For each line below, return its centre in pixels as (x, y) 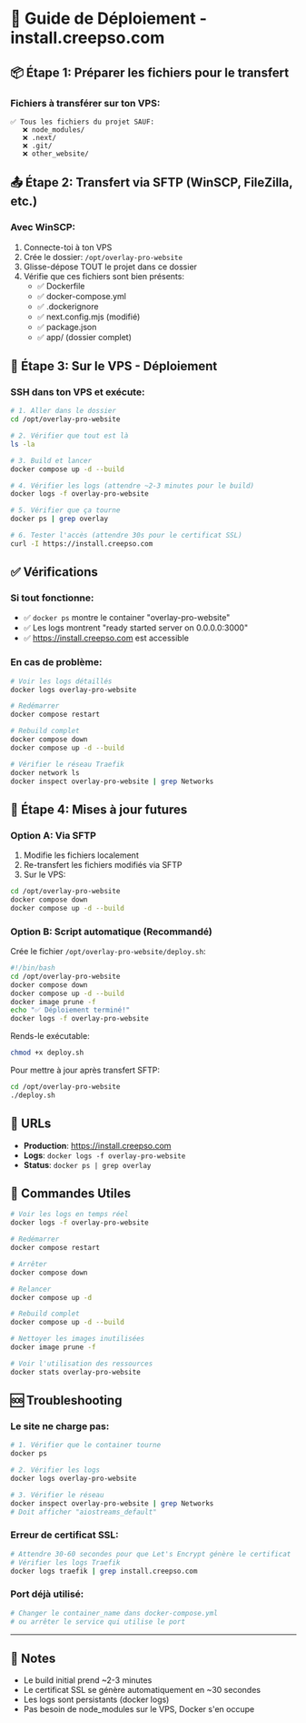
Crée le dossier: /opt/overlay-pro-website (103, 257)
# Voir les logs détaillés (61, 681)
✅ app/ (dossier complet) (84, 337)
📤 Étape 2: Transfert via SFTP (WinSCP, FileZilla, (152, 182)
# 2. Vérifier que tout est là (69, 436)
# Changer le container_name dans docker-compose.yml (114, 1613)
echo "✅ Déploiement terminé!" (70, 1010)
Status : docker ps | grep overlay (87, 1164)
